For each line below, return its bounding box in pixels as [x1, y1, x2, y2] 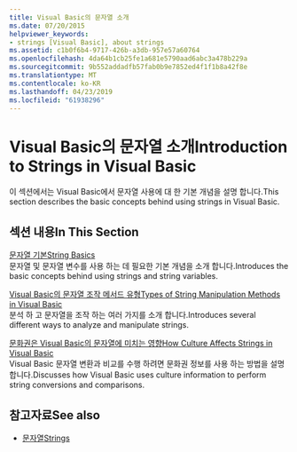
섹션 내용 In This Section [9, 224, 139, 240]
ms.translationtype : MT [9, 71, 98, 80]
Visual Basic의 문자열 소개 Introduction [9, 137, 288, 156]
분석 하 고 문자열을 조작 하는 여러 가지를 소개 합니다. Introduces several [9, 310, 256, 321]
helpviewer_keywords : [9, 29, 90, 38]
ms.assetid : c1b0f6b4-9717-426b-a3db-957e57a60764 [9, 46, 200, 55]
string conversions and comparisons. [9, 379, 145, 391]
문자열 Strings [21, 432, 71, 443]
